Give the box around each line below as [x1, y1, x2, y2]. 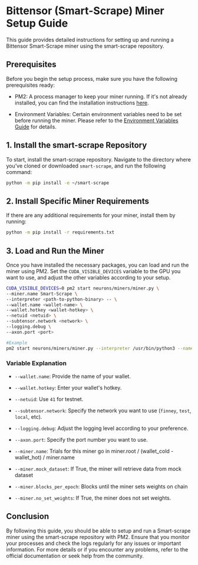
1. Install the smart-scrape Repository [6, 140, 147, 150]
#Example [6, 340, 28, 346]
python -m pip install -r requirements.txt [6, 229, 115, 235]
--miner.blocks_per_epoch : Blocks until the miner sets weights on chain [14, 482, 188, 490]
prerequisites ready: [6, 81, 55, 88]
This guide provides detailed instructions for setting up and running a [6, 36, 174, 43]
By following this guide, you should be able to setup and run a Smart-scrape [6, 527, 191, 534]
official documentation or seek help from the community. [6, 552, 144, 559]
